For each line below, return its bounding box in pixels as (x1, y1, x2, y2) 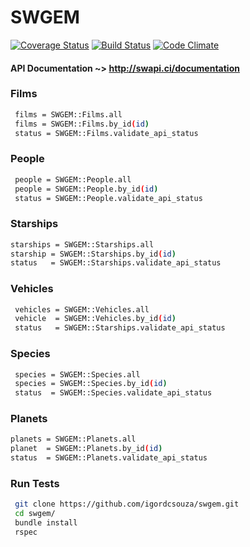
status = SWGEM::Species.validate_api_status (14, 388, 213, 398)
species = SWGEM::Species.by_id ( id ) (14, 379, 168, 389)
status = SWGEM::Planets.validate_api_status (10, 453, 208, 463)
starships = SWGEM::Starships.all (10, 239, 155, 250)
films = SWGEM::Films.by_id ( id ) (14, 119, 150, 129)
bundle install (14, 518, 78, 528)
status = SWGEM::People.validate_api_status (14, 193, 203, 203)
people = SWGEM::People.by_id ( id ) (14, 184, 159, 194)
